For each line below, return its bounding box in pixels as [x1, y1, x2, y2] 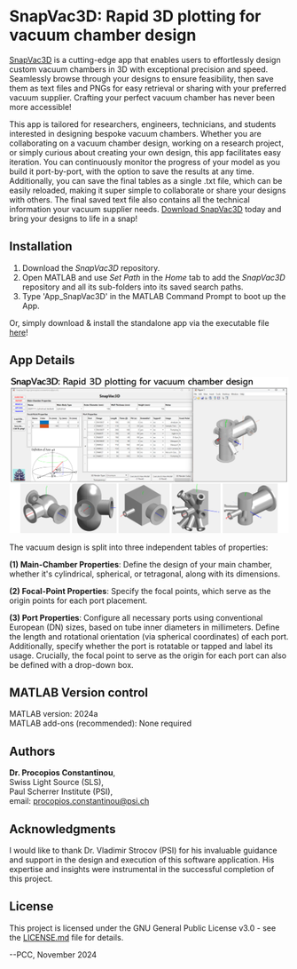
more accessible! [9, 101, 73, 112]
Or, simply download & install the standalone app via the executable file [9, 317, 270, 328]
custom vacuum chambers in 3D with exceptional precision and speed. [9, 64, 269, 75]
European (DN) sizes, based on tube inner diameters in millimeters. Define [9, 622, 280, 632]
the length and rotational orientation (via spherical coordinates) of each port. [9, 631, 289, 641]
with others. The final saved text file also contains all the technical [9, 194, 250, 205]
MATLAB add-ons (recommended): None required [9, 718, 192, 729]
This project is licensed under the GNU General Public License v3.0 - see [9, 922, 277, 933]
